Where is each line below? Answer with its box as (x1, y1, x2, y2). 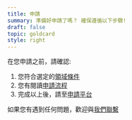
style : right (7, 37, 46, 44)
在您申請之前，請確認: (7, 58, 72, 66)
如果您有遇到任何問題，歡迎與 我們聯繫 (7, 105, 119, 114)
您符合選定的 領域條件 (17, 72, 80, 81)
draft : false (7, 23, 46, 31)
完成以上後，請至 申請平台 (17, 90, 92, 99)
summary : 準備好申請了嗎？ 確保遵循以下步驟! (7, 17, 127, 24)
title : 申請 (7, 10, 40, 18)
